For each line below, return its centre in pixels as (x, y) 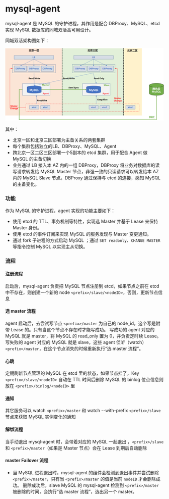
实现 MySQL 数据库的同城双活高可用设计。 (50, 30)
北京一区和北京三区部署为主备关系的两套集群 (59, 140)
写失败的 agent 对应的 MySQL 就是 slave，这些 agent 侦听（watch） (76, 342)
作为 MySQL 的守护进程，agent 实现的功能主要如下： (60, 211)
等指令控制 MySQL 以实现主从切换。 (50, 246)
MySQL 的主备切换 (32, 159)
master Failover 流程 (27, 461)
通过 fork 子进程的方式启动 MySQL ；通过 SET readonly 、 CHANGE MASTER (86, 240)
